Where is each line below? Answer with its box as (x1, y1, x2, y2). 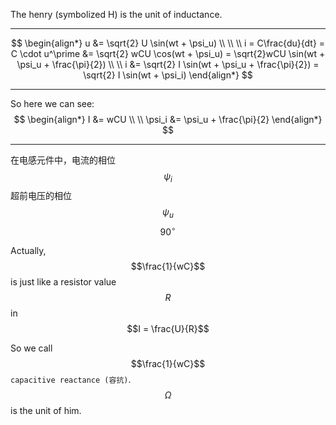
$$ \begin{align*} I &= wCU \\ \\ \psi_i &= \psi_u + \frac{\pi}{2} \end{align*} (13, 114, 323, 125)
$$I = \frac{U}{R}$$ (126, 323, 210, 335)
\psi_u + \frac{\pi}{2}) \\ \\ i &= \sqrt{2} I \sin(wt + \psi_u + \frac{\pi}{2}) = (16, 59, 320, 70)
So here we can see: (10, 98, 95, 109)
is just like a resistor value (10, 276, 117, 288)
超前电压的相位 (10, 189, 72, 201)
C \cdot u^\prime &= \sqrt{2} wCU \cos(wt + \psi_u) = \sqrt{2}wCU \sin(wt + (10, 48, 326, 59)
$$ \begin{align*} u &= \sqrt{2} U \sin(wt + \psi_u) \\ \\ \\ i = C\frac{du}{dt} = (10, 37, 326, 49)
